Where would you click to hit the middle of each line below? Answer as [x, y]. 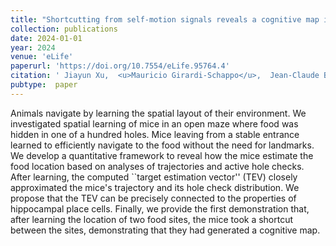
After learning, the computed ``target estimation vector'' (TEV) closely [154, 177]
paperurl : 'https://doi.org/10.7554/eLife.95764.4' [120, 66]
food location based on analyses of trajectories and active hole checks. [157, 166]
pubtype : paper [44, 85]
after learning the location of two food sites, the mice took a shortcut [152, 219]
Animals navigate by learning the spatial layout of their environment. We [158, 113]
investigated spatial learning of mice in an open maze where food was [154, 123]
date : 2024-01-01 [46, 38]
